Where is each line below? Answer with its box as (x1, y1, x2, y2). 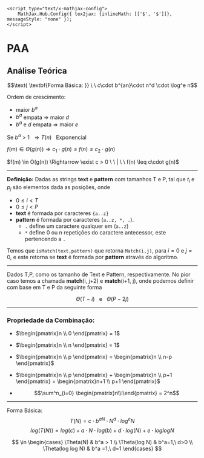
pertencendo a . (24, 236, 66, 243)
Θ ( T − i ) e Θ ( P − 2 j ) (76, 295, 129, 303)
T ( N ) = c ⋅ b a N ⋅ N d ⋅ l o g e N (70, 416, 135, 424)
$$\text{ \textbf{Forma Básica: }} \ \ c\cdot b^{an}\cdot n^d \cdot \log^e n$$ (7, 82, 197, 89)
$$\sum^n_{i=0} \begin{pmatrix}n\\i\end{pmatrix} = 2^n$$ (33, 390, 180, 397)
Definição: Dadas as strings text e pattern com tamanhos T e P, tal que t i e (7, 176, 195, 184)
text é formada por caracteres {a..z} (15, 210, 109, 217)
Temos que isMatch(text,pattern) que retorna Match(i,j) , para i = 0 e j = (7, 247, 192, 254)
